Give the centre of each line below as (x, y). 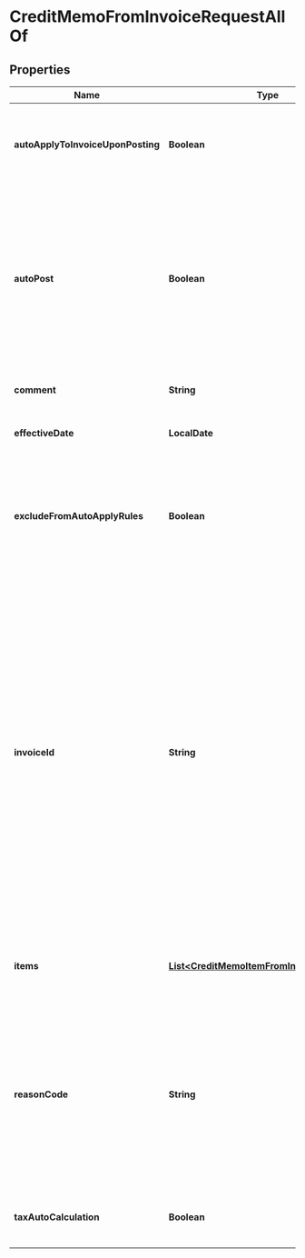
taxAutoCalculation (57, 1217)
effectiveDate (44, 433)
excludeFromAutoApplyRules (79, 516)
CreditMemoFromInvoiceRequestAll (148, 17)
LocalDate (191, 433)
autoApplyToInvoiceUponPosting (87, 145)
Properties (40, 70)
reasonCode (41, 1094)
